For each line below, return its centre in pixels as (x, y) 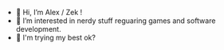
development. (38, 29)
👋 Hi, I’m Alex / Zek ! (49, 12)
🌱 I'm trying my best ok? (55, 37)
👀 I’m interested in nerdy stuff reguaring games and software (116, 21)
